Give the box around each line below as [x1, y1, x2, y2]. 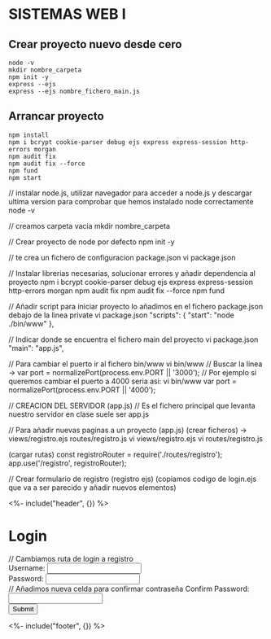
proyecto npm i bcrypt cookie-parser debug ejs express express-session [8, 277, 254, 287]
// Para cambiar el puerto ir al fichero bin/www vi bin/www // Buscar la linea [8, 359, 263, 369]
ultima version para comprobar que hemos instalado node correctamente [8, 196, 254, 206]
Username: [8, 562, 46, 572]
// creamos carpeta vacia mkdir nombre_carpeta [8, 221, 171, 230]
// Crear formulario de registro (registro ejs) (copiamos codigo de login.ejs [8, 474, 257, 484]
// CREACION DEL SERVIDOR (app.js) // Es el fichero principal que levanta [8, 400, 256, 410]
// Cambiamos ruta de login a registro [8, 554, 134, 563]
